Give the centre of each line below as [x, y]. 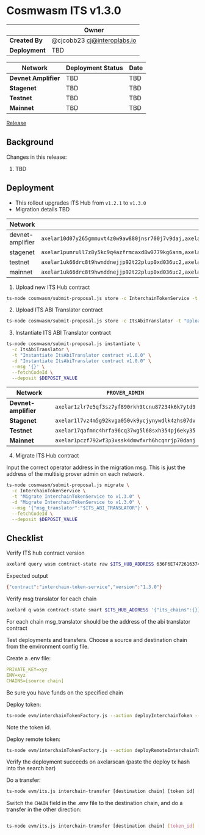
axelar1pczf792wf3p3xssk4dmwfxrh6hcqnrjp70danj [125, 441]
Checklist [25, 538]
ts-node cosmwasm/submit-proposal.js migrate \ [68, 485]
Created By [26, 40]
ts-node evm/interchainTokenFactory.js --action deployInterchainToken [99, 715]
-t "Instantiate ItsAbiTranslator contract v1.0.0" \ [81, 356]
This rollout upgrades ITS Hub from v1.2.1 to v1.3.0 [81, 203]
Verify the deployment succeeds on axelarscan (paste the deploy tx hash [98, 762]
